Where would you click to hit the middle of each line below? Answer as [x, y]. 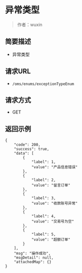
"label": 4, [43, 217]
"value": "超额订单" [51, 240]
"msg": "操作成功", [32, 253]
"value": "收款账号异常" [54, 204]
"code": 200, [27, 145]
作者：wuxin [30, 25]
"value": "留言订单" [51, 185]
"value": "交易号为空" [53, 221]
